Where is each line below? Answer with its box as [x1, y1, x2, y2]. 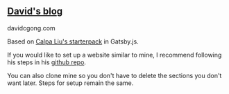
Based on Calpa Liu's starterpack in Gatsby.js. [7, 37, 139, 46]
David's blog [7, 6, 63, 17]
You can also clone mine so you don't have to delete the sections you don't [7, 71, 222, 79]
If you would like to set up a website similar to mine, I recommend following [7, 50, 222, 59]
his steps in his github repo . [7, 58, 87, 66]
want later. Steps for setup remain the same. [7, 79, 134, 87]
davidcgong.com [7, 23, 56, 32]
